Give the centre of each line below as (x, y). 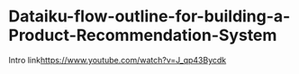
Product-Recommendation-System (143, 35)
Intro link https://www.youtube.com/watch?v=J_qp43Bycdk (118, 60)
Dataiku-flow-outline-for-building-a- (149, 16)
